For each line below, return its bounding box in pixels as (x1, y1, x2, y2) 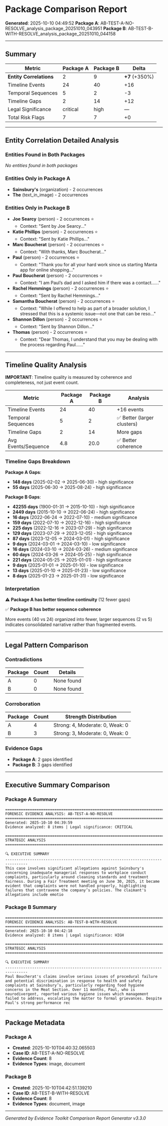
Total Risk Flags (7, 114, 45, 121)
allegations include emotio (5, 892, 64, 897)
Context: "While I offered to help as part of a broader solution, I (19, 305, 150, 311)
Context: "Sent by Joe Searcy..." (19, 223, 86, 229)
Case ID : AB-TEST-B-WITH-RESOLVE (12, 1090, 90, 1096)
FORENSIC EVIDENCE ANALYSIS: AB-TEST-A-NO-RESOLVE (5, 812, 113, 817)
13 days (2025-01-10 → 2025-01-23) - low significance (12, 568, 126, 574)
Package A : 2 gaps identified (12, 756, 72, 762)
